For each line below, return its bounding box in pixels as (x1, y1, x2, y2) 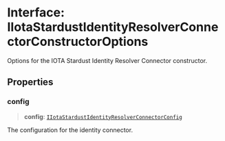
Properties (7, 77, 54, 88)
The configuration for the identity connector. (7, 125, 133, 134)
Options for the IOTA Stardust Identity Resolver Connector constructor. (7, 56, 208, 64)
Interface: (7, 5, 65, 21)
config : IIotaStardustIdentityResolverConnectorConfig (23, 112, 182, 120)
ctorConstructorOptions (7, 34, 149, 49)
